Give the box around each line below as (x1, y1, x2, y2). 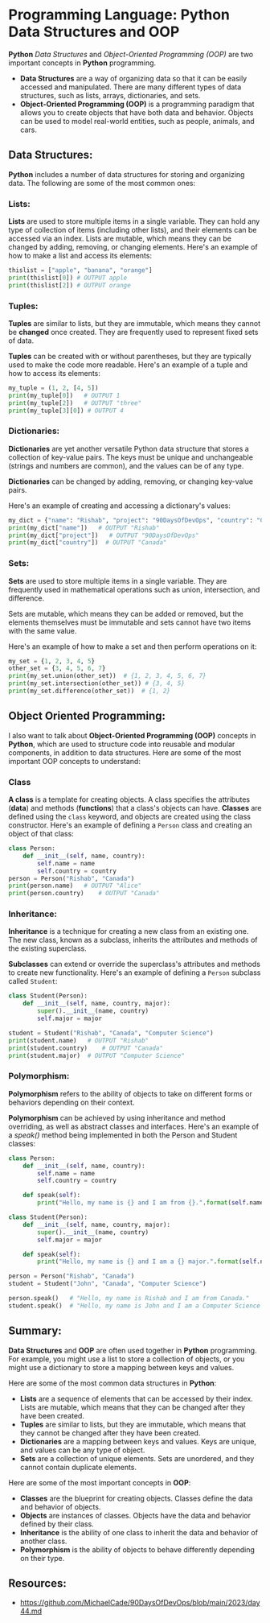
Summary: (8, 1324, 62, 1338)
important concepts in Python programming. (8, 58, 157, 68)
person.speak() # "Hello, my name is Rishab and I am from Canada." (8, 1295, 250, 1303)
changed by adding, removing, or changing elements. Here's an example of (8, 242, 259, 252)
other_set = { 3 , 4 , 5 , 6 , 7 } (8, 664, 106, 673)
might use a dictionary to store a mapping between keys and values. (8, 1362, 235, 1372)
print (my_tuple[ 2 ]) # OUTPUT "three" (8, 399, 142, 407)
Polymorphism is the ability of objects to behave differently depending (19, 1544, 256, 1555)
